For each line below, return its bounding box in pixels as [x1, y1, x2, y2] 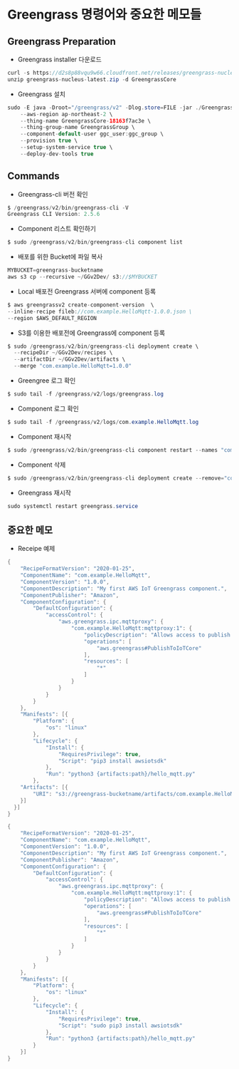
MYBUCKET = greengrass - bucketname [7, 267, 103, 274]
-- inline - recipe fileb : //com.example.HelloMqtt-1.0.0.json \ [7, 308, 193, 315]
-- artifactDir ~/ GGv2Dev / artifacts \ [14, 356, 126, 363]
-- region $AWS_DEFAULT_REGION [7, 314, 97, 321]
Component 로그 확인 [17, 404, 80, 413]
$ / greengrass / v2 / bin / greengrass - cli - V [7, 204, 129, 211]
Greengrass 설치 [17, 90, 66, 98]
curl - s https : [7, 69, 53, 76]
